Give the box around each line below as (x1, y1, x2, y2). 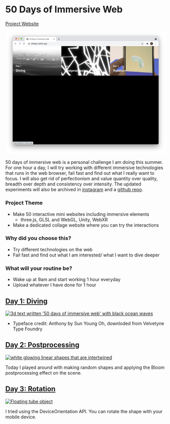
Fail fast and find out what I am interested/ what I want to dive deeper (12, 252, 160, 258)
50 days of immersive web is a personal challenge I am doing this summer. (5, 159, 163, 165)
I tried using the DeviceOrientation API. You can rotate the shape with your (5, 408, 163, 414)
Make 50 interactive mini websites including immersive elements (12, 211, 149, 217)
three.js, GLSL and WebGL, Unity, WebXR (20, 216, 108, 223)
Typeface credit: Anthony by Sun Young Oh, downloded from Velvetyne (12, 320, 164, 326)
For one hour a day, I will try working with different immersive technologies (5, 164, 163, 171)
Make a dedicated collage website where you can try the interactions (12, 222, 159, 228)
